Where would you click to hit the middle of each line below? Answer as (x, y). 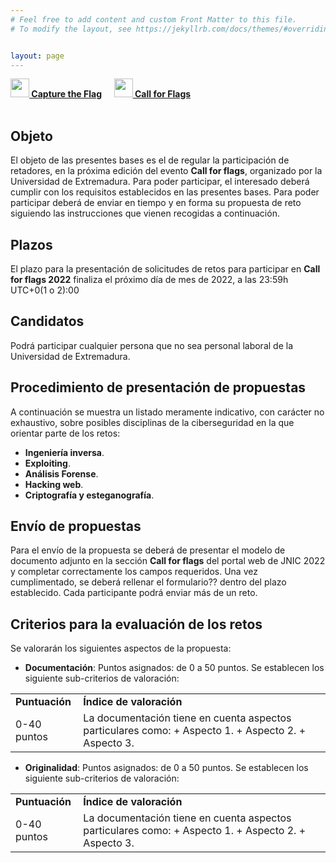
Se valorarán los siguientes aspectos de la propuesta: (121, 648)
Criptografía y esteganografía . (89, 495)
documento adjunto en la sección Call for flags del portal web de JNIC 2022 (168, 561)
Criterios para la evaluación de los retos (136, 624)
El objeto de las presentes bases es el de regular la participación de (150, 160)
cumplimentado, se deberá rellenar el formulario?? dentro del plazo (148, 582)
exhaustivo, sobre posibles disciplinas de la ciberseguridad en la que (152, 422)
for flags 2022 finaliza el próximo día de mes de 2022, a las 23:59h (149, 279)
